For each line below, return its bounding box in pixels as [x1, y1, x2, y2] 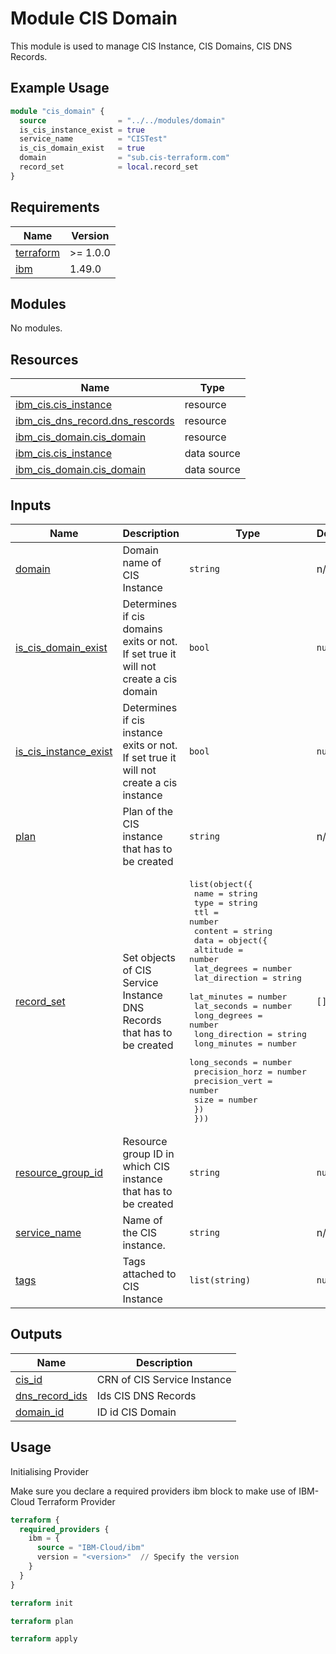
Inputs [10, 497, 52, 514]
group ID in [122, 1147, 175, 1161]
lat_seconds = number [193, 1001, 293, 1011]
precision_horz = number [193, 1067, 307, 1077]
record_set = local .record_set [19, 162, 199, 172]
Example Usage [10, 80, 110, 97]
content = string [193, 926, 273, 936]
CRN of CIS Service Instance [96, 1372, 232, 1386]
